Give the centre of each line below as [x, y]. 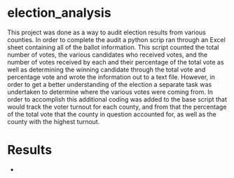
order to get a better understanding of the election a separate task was [110, 84]
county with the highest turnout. [54, 121]
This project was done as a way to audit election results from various [107, 32]
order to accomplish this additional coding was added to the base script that [117, 99]
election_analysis [59, 13]
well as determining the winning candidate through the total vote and [106, 69]
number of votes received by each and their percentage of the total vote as [116, 62]
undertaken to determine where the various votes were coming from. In [110, 92]
